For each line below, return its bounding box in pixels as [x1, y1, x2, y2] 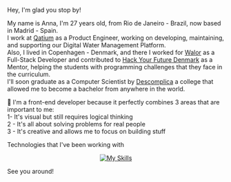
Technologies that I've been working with [7, 141, 124, 148]
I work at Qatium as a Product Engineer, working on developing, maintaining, [7, 34, 224, 42]
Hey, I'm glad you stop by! [7, 6, 81, 14]
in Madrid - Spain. [7, 27, 59, 34]
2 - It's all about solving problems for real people [7, 120, 146, 128]
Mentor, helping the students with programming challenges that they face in [7, 63, 223, 71]
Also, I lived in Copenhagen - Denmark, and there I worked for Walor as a [7, 48, 215, 56]
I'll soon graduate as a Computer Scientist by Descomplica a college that [7, 78, 214, 85]
